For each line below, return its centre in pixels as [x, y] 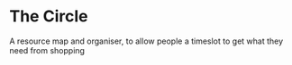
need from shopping [47, 50]
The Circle [49, 16]
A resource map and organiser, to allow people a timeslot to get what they [146, 41]
